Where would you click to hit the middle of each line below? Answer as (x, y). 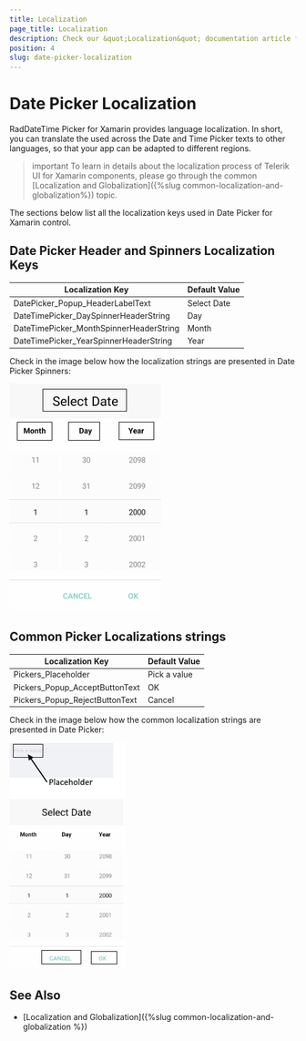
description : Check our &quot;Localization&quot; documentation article (150, 38)
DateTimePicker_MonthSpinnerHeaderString (97, 329)
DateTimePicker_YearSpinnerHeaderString (93, 341)
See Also (35, 995)
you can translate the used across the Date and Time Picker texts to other (148, 139)
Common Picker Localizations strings (118, 637)
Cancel (161, 699)
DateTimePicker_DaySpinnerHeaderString (92, 315)
